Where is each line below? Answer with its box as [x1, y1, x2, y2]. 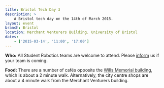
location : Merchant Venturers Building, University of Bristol [5, 30, 138, 35]
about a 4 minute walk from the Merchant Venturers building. [5, 77, 129, 83]
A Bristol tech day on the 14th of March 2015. [14, 16, 113, 21]
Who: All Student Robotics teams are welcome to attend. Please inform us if [5, 52, 159, 58]
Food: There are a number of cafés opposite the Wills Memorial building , [5, 67, 153, 73]
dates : [5, 35, 19, 40]
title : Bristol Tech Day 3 [5, 7, 61, 12]
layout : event [5, 21, 34, 26]
